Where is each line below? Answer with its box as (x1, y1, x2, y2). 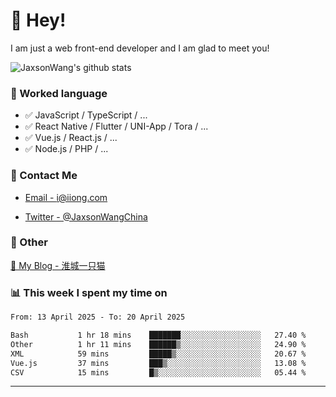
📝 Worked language (10, 86, 108, 100)
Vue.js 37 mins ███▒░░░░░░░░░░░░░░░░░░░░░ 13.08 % (10, 358, 307, 368)
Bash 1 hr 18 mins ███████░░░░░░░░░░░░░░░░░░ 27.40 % (10, 330, 307, 340)
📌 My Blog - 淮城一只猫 (10, 259, 106, 271)
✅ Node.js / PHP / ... (24, 143, 109, 155)
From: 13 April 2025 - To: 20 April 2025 (10, 312, 186, 323)
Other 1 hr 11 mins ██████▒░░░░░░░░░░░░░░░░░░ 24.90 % (10, 339, 307, 349)
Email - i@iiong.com (24, 191, 108, 203)
